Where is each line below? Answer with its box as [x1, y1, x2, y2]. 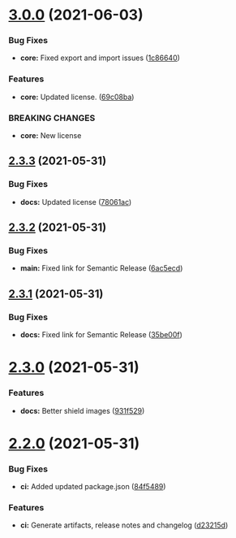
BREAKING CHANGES [8, 112, 96, 124]
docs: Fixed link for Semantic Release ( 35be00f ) [19, 330, 182, 340]
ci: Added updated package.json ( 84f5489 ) [19, 482, 166, 492]
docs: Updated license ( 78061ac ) [19, 197, 132, 206]
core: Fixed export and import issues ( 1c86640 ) [19, 53, 181, 63]
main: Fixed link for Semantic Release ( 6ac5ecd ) [19, 263, 183, 273]
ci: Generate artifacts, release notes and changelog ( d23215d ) [19, 520, 229, 530]
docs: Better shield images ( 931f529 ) [19, 406, 145, 415]
